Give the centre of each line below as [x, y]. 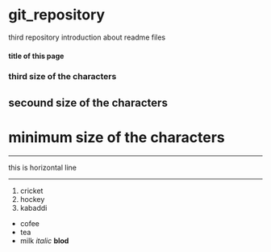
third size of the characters [63, 77]
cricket [31, 191]
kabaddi [33, 208]
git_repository [57, 15]
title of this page [36, 56]
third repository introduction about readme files [87, 37]
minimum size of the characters [117, 138]
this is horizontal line [43, 167]
